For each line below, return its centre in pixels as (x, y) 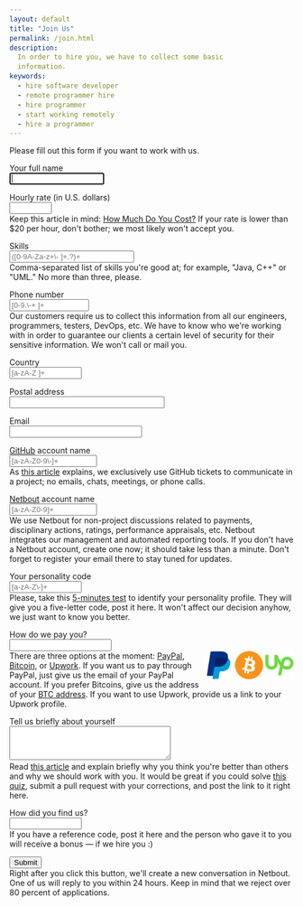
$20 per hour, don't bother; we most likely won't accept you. (122, 229)
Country (25, 362)
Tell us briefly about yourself (62, 722)
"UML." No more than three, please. (76, 277)
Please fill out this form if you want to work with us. (105, 151)
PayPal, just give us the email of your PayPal (92, 675)
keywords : (28, 77)
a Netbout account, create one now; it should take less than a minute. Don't (150, 549)
